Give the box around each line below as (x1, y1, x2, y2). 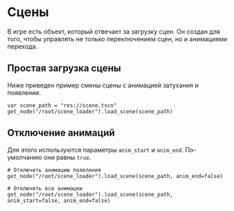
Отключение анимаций (7, 127, 115, 139)
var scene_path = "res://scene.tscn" (7, 102, 117, 109)
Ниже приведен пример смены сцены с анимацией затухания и (7, 81, 199, 89)
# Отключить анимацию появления (7, 166, 101, 173)
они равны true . (43, 153, 92, 161)
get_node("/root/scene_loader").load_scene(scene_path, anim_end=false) (7, 173, 224, 180)
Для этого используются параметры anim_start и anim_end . (7, 145, 184, 154)
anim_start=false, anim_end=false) (7, 197, 111, 204)
